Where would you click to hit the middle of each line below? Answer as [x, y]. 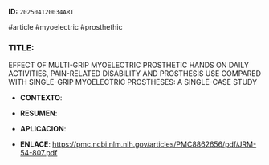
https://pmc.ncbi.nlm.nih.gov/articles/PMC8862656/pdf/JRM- [154, 144]
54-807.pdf [39, 153]
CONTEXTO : [41, 98]
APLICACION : [43, 129]
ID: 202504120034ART [41, 12]
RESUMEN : [39, 113]
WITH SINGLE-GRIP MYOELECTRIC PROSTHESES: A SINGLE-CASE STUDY [133, 82]
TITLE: [21, 47]
